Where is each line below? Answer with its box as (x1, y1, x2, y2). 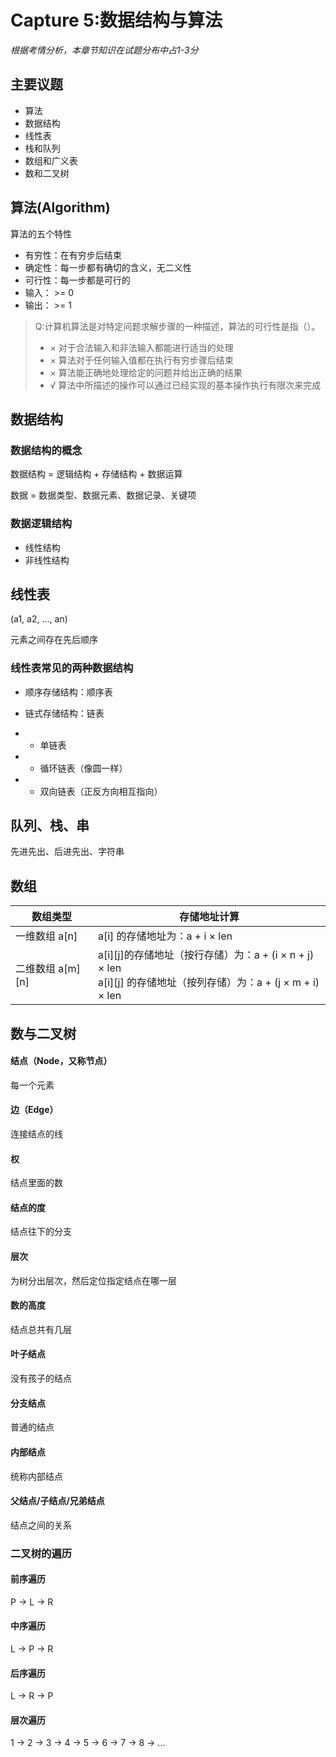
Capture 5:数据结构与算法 (10, 9, 223, 32)
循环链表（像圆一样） (39, 762, 128, 774)
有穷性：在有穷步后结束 (24, 249, 122, 261)
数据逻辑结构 (10, 517, 73, 531)
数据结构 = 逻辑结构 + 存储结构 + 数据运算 (10, 468, 183, 480)
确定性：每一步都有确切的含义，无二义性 (24, 261, 192, 273)
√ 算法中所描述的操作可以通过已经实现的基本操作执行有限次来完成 (49, 379, 322, 391)
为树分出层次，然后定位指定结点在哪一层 (10, 1274, 177, 1286)
